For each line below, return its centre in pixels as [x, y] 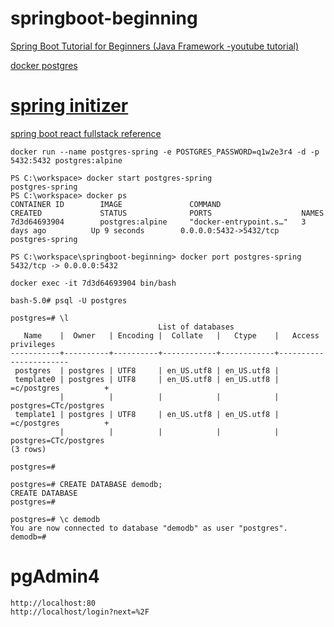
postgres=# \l [40, 318]
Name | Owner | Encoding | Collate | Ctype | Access [171, 335]
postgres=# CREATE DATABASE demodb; [86, 484]
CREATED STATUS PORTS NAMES [167, 213]
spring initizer [69, 106]
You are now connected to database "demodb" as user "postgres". [149, 528]
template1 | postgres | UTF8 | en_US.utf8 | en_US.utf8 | [147, 414]
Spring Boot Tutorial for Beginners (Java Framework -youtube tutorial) [155, 46]
